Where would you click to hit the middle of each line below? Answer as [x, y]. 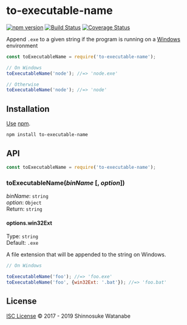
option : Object [24, 203]
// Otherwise [23, 84]
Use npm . [19, 124]
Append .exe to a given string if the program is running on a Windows [93, 39]
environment [22, 46]
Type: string [22, 236]
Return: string [24, 209]
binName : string [27, 196]
